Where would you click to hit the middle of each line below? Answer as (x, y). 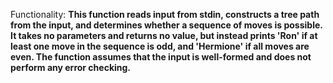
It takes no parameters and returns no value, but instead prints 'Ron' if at (164, 35)
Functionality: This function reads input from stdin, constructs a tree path (165, 14)
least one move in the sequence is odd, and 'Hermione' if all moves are (160, 46)
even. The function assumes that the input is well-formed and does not (161, 57)
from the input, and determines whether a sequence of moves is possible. (166, 25)
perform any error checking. (71, 67)
